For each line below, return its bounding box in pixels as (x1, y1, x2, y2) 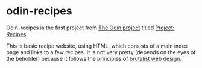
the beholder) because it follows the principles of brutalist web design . (6, 55, 182, 62)
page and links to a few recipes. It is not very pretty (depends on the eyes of (6, 48, 196, 55)
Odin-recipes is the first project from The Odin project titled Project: (6, 24, 175, 31)
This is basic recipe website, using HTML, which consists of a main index (6, 42, 188, 49)
